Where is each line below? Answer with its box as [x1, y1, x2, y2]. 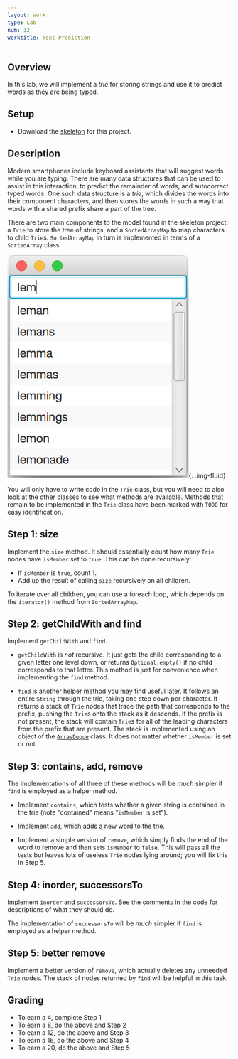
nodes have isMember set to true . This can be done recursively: [7, 554, 192, 563]
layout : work [7, 11, 46, 18]
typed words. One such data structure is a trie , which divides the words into [7, 189, 229, 198]
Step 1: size [7, 528, 59, 540]
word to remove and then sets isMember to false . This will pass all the [17, 843, 220, 852]
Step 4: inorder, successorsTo [7, 878, 144, 891]
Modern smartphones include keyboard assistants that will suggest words [7, 166, 224, 175]
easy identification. [7, 507, 63, 516]
